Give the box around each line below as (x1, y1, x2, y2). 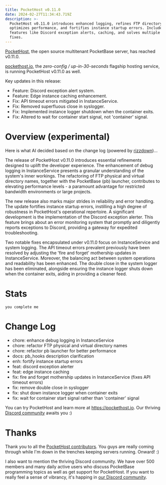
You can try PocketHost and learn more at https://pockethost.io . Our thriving (5, 404, 161, 410)
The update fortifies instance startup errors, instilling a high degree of (5, 203, 147, 209)
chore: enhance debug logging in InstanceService (12, 337, 114, 343)
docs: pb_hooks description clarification (12, 353, 94, 359)
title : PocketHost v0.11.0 (5, 7, 61, 12)
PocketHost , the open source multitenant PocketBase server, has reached (5, 48, 156, 54)
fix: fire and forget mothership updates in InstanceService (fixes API (12, 374, 151, 380)
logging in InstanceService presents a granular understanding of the (5, 168, 144, 174)
